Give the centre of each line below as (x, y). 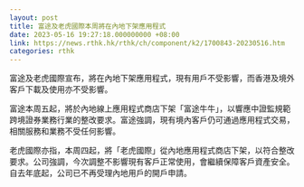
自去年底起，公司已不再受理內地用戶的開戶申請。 (100, 173)
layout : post (34, 18)
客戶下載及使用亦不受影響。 (61, 89)
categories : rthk (42, 51)
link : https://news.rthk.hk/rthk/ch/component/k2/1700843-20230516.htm (147, 43)
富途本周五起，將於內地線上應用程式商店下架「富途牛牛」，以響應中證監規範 (150, 108)
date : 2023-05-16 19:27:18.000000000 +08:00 (95, 34)
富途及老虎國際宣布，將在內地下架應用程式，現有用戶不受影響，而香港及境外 (152, 79)
